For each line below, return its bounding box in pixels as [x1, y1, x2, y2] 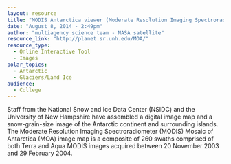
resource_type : [7, 42, 51, 49]
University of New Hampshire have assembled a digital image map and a [7, 113, 213, 121]
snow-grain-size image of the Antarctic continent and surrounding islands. [7, 120, 219, 128]
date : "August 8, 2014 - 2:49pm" [7, 23, 103, 30]
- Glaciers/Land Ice [13, 73, 72, 81]
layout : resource [7, 10, 57, 17]
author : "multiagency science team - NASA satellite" [7, 29, 165, 36]
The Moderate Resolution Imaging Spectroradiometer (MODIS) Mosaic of [7, 128, 214, 136]
